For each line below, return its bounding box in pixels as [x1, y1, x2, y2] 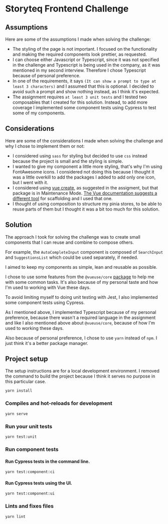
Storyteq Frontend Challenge [5, 3, 129, 15]
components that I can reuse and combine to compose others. [5, 239, 134, 245]
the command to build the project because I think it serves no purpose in [5, 373, 155, 379]
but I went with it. [12, 179, 49, 186]
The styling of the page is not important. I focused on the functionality [12, 46, 157, 52]
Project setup [5, 355, 49, 364]
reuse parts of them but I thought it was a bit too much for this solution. [12, 206, 160, 212]
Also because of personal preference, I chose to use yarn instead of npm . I [5, 334, 157, 341]
